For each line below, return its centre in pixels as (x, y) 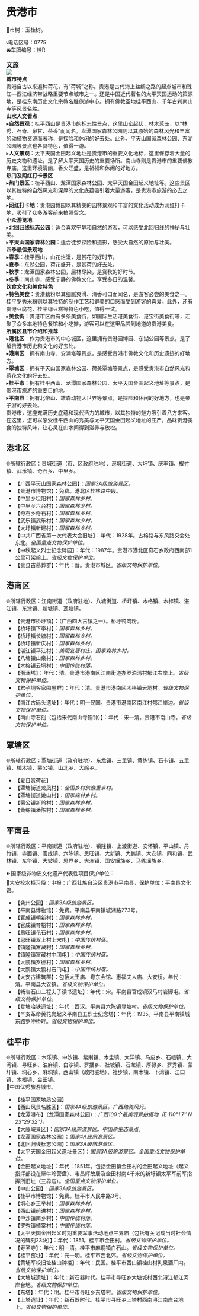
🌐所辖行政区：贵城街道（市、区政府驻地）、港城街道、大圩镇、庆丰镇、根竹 (98, 463)
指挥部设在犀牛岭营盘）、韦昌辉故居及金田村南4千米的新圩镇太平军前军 (101, 1174)
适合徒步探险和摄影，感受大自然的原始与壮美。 (118, 242)
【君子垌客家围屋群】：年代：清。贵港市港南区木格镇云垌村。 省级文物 (99, 687)
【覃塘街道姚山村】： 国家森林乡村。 (57, 795)
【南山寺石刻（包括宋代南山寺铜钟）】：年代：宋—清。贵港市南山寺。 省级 (103, 717)
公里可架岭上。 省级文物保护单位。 (56, 557)
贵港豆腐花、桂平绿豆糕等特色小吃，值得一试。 (63, 308)
